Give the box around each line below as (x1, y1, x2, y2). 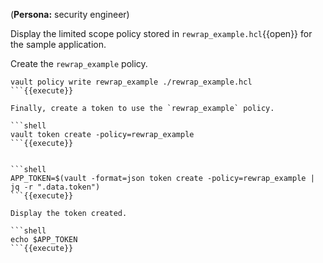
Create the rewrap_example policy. (10, 58, 148, 69)
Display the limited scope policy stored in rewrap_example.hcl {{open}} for (10, 28, 313, 39)
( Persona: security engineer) (10, 9, 130, 20)
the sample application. (10, 39, 107, 50)
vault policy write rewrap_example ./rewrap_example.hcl (10, 77, 253, 87)
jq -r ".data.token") (10, 182, 101, 192)
